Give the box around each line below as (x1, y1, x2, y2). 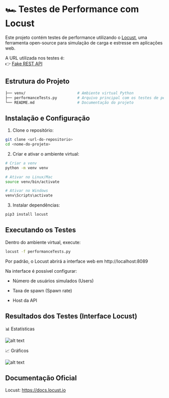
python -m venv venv (5, 165, 49, 170)
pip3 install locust (5, 212, 49, 217)
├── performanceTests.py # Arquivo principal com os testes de (5, 95, 158, 101)
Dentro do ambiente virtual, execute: (5, 239, 81, 245)
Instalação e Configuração (5, 114, 90, 122)
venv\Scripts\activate (5, 193, 53, 198)
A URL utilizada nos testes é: (5, 55, 64, 61)
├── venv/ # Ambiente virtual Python (5, 90, 134, 95)
